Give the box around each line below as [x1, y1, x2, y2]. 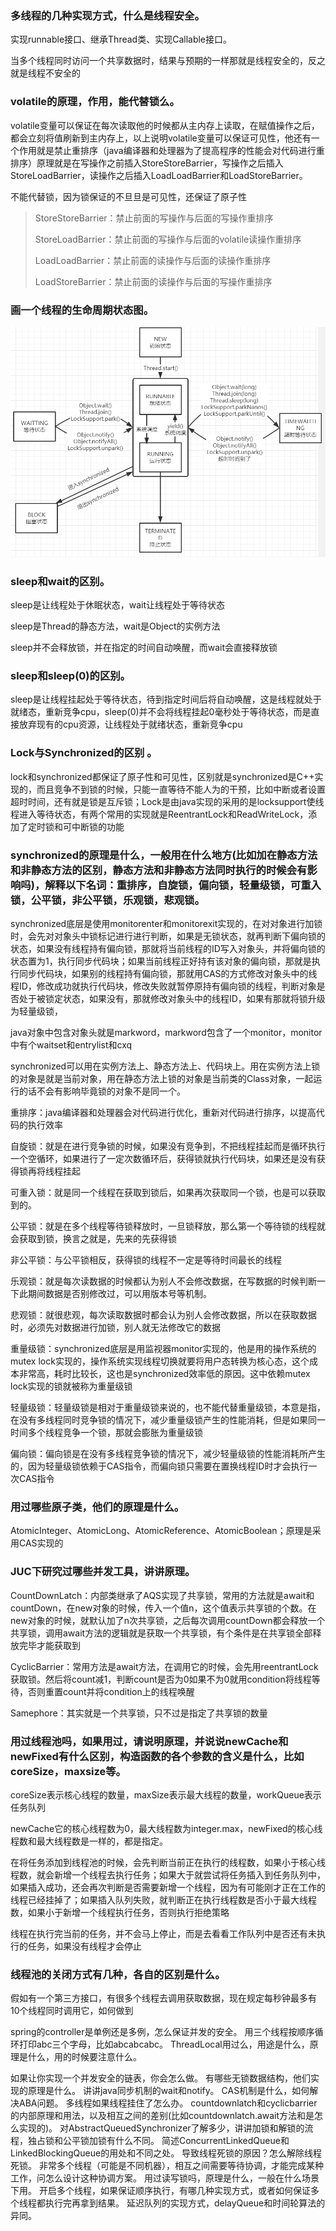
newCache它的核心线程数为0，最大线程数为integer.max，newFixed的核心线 [10, 1822, 323, 1834]
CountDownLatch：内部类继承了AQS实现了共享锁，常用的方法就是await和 [10, 1589, 315, 1601]
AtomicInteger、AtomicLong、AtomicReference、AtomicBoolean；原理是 [10, 1525, 313, 1537]
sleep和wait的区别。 [10, 574, 110, 588]
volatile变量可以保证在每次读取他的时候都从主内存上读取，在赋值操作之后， [10, 119, 320, 131]
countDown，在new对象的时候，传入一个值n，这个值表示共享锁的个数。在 [10, 1602, 317, 1614]
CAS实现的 [18, 1537, 64, 1549]
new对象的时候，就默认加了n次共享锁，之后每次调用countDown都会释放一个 [10, 1614, 326, 1626]
